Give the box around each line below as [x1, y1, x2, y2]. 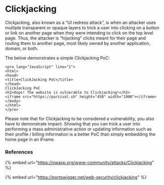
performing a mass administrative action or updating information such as [5, 126, 152, 132]
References [5, 148, 33, 155]
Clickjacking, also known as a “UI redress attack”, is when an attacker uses [5, 20, 156, 25]
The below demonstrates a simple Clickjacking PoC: [5, 55, 110, 61]
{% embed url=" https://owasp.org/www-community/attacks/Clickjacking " [5, 160, 154, 165]
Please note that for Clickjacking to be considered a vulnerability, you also [5, 116, 154, 122]
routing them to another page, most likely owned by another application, [5, 40, 151, 46]
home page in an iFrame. [5, 136, 55, 142]
